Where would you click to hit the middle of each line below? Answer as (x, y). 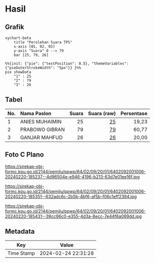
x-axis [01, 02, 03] (34, 47)
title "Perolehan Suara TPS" (43, 42)
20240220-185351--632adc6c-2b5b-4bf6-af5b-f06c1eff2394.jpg (71, 196)
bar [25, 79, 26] (31, 55)
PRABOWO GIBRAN (42, 129)
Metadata (20, 232)
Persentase (134, 113)
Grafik (15, 27)
